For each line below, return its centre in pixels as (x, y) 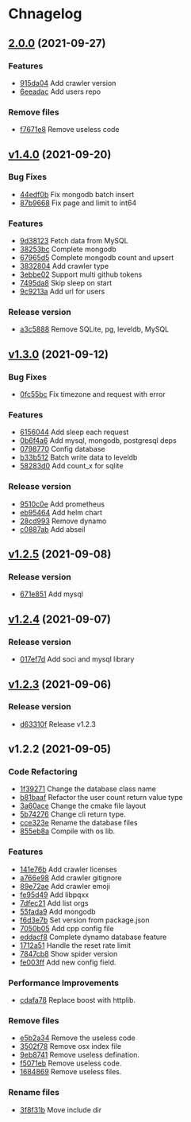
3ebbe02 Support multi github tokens (81, 274)
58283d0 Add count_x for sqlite (71, 466)
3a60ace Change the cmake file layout (83, 806)
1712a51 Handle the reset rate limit (75, 945)
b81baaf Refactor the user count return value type (101, 798)
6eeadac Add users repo (60, 91)
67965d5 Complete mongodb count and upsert (97, 258)
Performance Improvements (64, 983)
